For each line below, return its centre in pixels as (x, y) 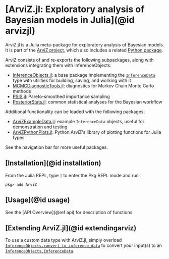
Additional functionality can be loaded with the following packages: (75, 112)
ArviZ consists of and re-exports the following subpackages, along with (79, 60)
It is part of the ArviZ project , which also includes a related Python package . (84, 50)
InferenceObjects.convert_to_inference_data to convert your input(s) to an (84, 245)
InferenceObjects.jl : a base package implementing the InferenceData (84, 75)
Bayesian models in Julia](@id (70, 20)
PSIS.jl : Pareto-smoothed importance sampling (61, 96)
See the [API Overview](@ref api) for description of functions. (69, 212)
